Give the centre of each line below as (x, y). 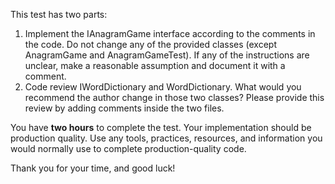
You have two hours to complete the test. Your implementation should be (161, 127)
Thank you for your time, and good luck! (93, 168)
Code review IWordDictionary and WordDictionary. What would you (163, 87)
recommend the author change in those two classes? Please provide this (174, 97)
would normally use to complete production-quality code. (128, 148)
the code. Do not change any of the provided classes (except (150, 44)
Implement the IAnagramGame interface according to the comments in (170, 33)
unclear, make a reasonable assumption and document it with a (155, 65)
